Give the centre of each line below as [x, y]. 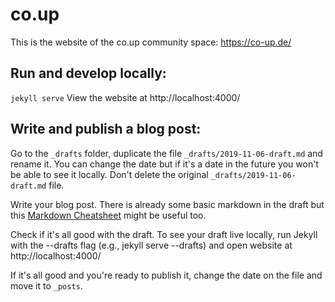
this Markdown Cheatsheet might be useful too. [108, 215]
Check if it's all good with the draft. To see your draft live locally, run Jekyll [164, 234]
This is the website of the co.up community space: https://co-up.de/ [151, 42]
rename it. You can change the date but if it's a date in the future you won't [164, 164]
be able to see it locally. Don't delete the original [109, 174]
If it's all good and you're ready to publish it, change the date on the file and [166, 275]
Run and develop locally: [88, 73]
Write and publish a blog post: [106, 129]
